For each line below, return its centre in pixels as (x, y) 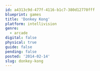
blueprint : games (23, 14)
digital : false (21, 38)
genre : (12, 28)
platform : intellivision (31, 24)
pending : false (21, 51)
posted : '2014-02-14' (28, 56)
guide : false (19, 47)
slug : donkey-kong (24, 61)
